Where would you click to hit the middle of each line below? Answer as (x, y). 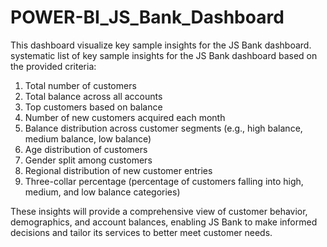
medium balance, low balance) (88, 138)
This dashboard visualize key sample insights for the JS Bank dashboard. (161, 45)
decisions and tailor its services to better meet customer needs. (141, 232)
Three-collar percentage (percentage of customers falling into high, (164, 181)
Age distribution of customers (86, 149)
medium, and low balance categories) (102, 192)
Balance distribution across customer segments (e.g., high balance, (163, 128)
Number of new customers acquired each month (125, 117)
